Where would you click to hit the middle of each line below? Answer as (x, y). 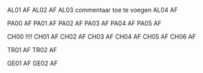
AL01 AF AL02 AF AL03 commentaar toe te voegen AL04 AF (93, 10)
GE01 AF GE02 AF (33, 63)
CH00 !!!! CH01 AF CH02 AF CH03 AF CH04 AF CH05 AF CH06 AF (101, 36)
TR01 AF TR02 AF (32, 50)
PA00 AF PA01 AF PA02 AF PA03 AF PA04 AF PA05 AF (84, 23)
